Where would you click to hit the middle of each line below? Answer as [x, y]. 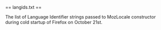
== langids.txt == [23, 7]
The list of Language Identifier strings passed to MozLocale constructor [81, 17]
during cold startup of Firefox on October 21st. [54, 22]
